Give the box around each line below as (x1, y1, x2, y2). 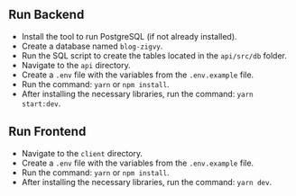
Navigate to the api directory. (21, 59, 132, 70)
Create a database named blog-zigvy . (21, 40, 163, 51)
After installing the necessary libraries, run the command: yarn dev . (21, 176, 273, 187)
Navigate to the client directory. (21, 147, 143, 158)
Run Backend (8, 7, 85, 22)
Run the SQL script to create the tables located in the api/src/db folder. (21, 49, 288, 61)
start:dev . (21, 98, 61, 109)
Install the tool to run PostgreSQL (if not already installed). (21, 31, 237, 41)
